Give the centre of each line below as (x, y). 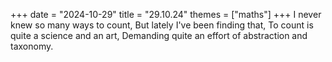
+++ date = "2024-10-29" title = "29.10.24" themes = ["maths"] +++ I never (166, 14)
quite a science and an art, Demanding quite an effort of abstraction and (159, 35)
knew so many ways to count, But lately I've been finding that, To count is (162, 25)
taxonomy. (32, 46)
